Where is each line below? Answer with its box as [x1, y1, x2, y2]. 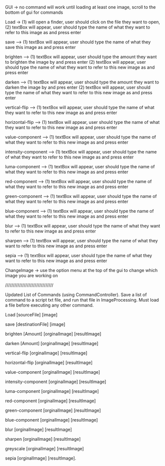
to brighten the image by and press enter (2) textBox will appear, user [5, 59, 146, 65]
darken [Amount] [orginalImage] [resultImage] [5, 341, 99, 346]
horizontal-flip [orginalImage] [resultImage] [5, 360, 93, 365]
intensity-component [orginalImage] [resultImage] [5, 379, 106, 385]
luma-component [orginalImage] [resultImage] [5, 388, 99, 394]
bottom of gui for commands [5, 9, 63, 15]
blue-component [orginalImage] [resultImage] [5, 417, 98, 423]
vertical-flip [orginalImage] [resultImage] [5, 350, 88, 356]
